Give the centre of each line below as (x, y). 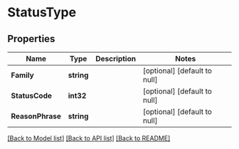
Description (116, 59)
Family (22, 75)
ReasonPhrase (36, 116)
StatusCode (31, 96)
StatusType (42, 12)
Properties (31, 39)
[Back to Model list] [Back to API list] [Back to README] (89, 138)
